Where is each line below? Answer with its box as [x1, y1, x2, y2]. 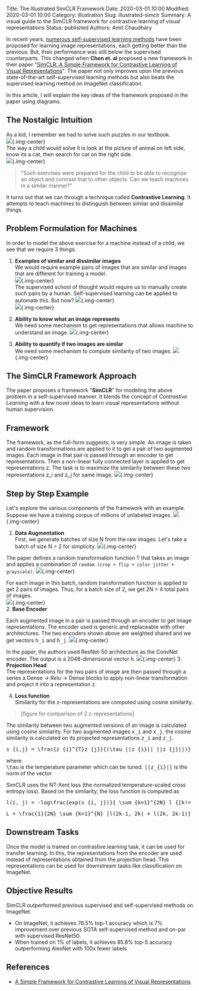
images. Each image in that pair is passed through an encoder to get [6, 451, 173, 459]
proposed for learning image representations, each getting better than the [6, 42, 187, 49]
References [6, 962, 50, 973]
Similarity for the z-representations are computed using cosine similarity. [14, 699, 193, 706]
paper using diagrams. [6, 98, 61, 105]
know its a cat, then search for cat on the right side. [6, 150, 132, 157]
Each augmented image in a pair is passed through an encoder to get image [6, 617, 192, 624]
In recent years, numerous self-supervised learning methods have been [6, 36, 182, 42]
